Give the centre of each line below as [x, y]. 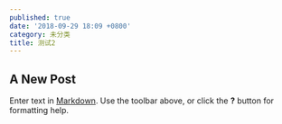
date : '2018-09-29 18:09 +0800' [70, 26]
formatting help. [39, 111]
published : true [40, 18]
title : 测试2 [33, 43]
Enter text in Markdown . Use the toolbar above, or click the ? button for [141, 101]
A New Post [43, 79]
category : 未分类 [40, 34]
